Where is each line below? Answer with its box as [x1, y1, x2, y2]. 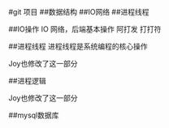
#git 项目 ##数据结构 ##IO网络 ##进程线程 [8, 7, 149, 16]
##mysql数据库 [8, 110, 59, 120]
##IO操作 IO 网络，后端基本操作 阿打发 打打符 [8, 24, 162, 34]
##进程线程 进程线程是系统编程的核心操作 [8, 41, 148, 51]
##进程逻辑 [8, 76, 46, 85]
